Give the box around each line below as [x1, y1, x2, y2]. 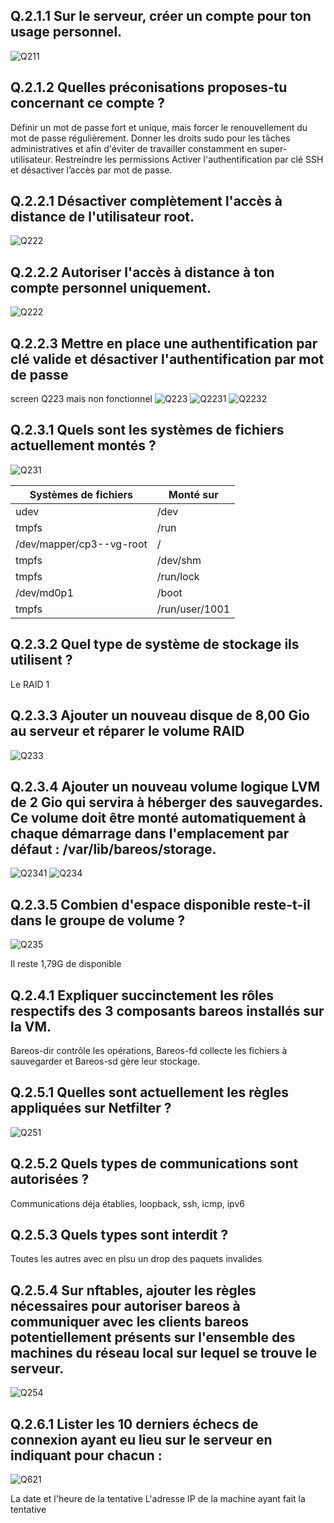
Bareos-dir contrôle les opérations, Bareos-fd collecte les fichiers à [10, 1044, 288, 1056]
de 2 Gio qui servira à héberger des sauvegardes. [10, 794, 323, 811]
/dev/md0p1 [15, 585, 74, 599]
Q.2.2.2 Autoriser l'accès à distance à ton [10, 264, 275, 281]
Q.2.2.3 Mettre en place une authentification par [10, 335, 318, 352]
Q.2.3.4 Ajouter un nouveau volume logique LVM [10, 778, 320, 795]
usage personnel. [10, 24, 123, 41]
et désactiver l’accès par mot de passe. [10, 164, 173, 176]
